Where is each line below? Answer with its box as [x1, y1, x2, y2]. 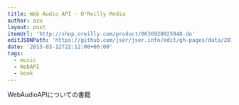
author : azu [7, 17, 43, 24]
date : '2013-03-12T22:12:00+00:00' [7, 43, 113, 50]
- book [14, 70, 33, 77]
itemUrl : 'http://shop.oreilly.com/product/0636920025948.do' [7, 30, 196, 38]
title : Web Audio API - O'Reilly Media [7, 10, 126, 18]
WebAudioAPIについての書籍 [7, 90, 91, 99]
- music [14, 57, 37, 64]
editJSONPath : [7, 37, 50, 44]
